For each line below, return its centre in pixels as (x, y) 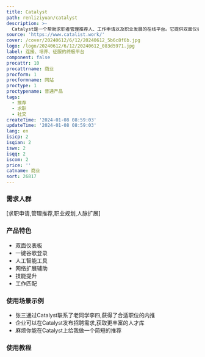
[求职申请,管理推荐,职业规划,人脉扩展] (53, 214)
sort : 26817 (21, 177)
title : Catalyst (27, 12)
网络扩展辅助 (31, 268)
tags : (13, 97)
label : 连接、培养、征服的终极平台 (45, 52)
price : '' (19, 165)
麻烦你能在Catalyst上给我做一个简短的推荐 (68, 330)
